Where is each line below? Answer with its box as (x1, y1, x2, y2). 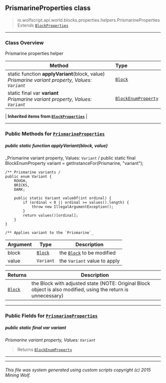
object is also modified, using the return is (31, 286, 128, 293)
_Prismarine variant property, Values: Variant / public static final (5, 155, 136, 161)
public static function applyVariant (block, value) (5, 143, 108, 149)
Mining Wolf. (5, 372, 31, 378)
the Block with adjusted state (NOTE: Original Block (31, 280, 151, 287)
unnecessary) (31, 292, 64, 299)
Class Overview (5, 39, 44, 46)
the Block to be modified (59, 249, 116, 256)
